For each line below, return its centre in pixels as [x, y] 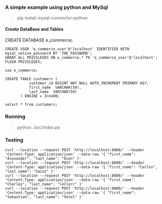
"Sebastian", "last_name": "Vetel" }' [44, 197]
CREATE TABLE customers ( [31, 79]
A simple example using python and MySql [56, 7]
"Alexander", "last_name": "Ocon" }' [43, 159]
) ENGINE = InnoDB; [40, 96]
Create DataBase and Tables [34, 29]
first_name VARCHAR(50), [55, 87]
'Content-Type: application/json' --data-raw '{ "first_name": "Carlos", [81, 167]
